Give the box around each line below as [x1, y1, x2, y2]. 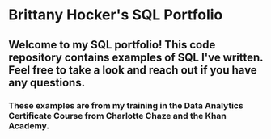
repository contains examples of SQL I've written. [8, 50, 264, 64]
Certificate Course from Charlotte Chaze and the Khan [8, 110, 227, 121]
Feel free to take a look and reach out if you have [8, 63, 257, 77]
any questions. [8, 75, 86, 90]
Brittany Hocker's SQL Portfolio [8, 6, 223, 24]
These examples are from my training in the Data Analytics [8, 99, 244, 111]
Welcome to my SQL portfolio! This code [8, 38, 216, 52]
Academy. [8, 120, 50, 131]
